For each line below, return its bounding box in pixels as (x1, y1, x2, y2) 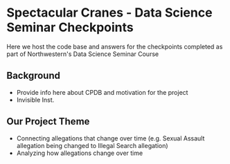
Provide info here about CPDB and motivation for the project (16, 88, 188, 96)
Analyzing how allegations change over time (16, 149, 143, 157)
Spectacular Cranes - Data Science (6, 5, 213, 21)
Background (6, 70, 60, 82)
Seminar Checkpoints (6, 19, 134, 35)
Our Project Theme (6, 116, 90, 127)
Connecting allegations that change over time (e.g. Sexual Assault (16, 134, 205, 143)
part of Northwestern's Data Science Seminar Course (6, 50, 159, 58)
